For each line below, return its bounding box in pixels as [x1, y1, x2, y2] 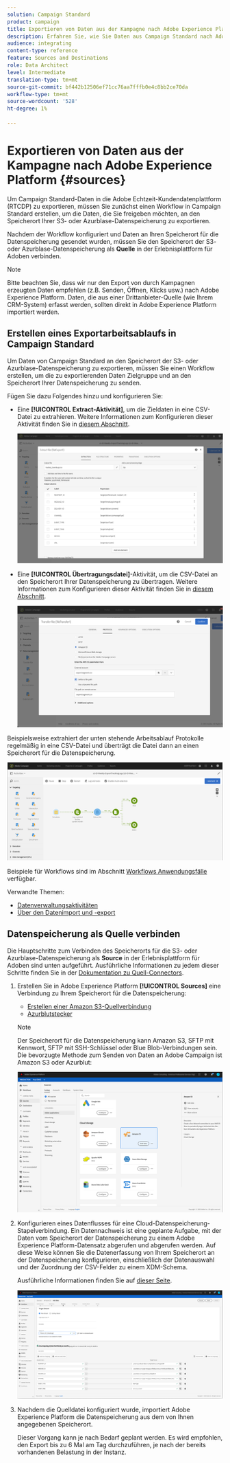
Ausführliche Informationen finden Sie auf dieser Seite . [16, 1276, 172, 1284]
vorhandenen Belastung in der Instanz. [16, 1448, 127, 1456]
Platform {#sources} [7, 172, 127, 188]
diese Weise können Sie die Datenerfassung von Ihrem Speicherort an [16, 1249, 215, 1257]
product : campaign [7, 18, 60, 25]
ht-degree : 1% [7, 105, 48, 113]
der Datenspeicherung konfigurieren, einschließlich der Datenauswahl [16, 1256, 215, 1264]
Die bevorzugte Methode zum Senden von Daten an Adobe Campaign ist [16, 1051, 222, 1059]
